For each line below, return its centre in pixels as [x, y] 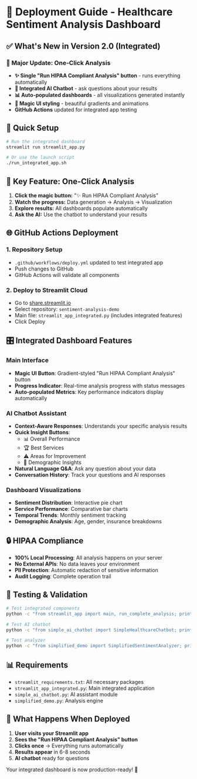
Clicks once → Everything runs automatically [69, 746]
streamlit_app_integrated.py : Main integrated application [84, 688]
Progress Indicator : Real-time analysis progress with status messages [100, 385]
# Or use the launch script [40, 158]
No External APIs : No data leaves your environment [77, 564]
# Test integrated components [43, 608]
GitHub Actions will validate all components [67, 275]
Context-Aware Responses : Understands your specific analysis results [101, 426]
